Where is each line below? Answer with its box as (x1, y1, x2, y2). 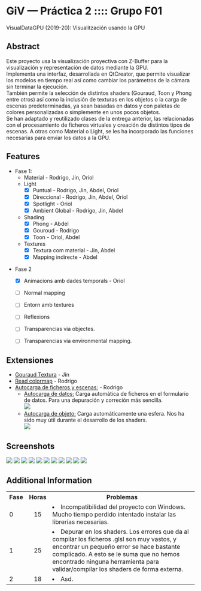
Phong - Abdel (32, 220, 69, 227)
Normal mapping (23, 289, 65, 297)
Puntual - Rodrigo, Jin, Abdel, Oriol (32, 186, 119, 193)
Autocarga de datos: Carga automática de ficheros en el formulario (23, 390, 189, 398)
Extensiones (6, 355, 54, 365)
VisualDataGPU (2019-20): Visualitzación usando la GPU (6, 24, 145, 31)
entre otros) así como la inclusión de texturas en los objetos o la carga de (6, 95, 187, 103)
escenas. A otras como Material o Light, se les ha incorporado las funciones (6, 127, 194, 135)
